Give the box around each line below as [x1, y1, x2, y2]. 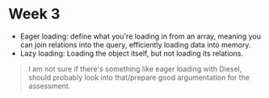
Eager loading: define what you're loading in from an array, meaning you [19, 31, 261, 41]
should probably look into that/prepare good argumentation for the [27, 72, 250, 82]
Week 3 [8, 5, 61, 23]
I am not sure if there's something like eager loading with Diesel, [27, 63, 242, 73]
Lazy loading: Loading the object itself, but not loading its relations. [19, 48, 244, 58]
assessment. [27, 81, 71, 91]
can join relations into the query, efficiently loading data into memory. [19, 39, 251, 49]
